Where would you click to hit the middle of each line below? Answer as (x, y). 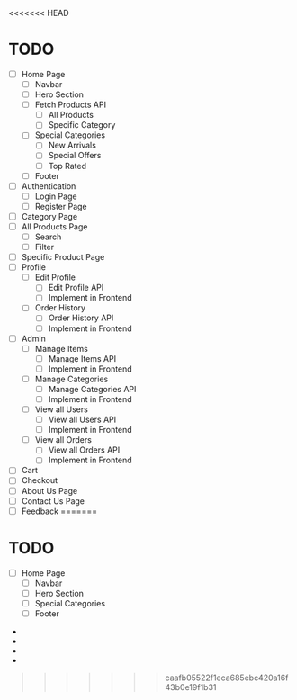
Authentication (49, 186)
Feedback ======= (59, 511)
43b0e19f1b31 (191, 687)
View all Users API (82, 420)
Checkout (40, 480)
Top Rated (67, 166)
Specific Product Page (63, 257)
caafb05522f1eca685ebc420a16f (227, 678)
